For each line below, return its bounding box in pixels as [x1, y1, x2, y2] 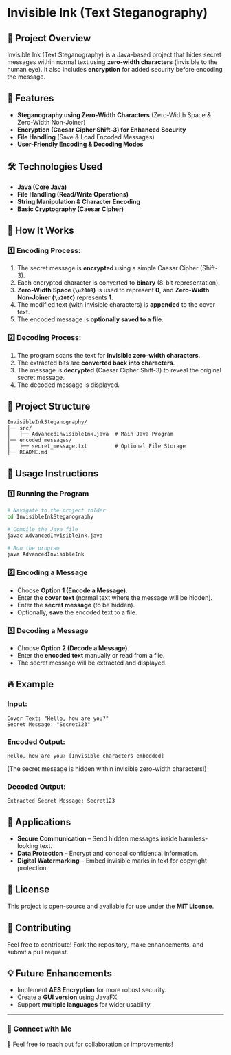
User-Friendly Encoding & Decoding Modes [16, 140, 144, 148]
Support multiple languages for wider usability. [16, 1001, 153, 1009]
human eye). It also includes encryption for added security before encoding [7, 66, 223, 73]
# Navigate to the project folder [7, 507, 107, 514]
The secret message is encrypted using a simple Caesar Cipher [16, 264, 199, 272]
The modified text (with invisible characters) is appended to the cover [16, 301, 216, 309]
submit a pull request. [7, 947, 69, 956]
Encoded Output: [7, 736, 65, 746]
